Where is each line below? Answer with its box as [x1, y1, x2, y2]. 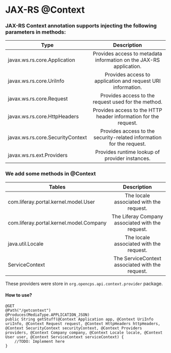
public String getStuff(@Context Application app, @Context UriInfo [5, 316, 154, 322]
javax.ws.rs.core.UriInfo [8, 78, 65, 85]
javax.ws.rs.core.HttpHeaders [8, 113, 79, 120]
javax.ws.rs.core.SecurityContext [8, 134, 88, 141]
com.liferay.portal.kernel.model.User [8, 198, 95, 205]
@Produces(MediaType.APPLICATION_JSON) [5, 312, 90, 317]
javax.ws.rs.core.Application [8, 56, 75, 63]
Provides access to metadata [93, 50, 162, 57]
